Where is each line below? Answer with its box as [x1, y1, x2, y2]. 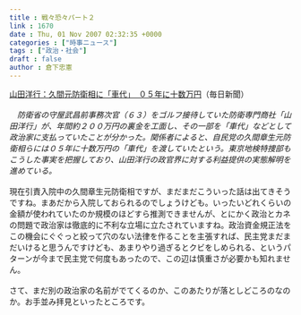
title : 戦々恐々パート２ [9, 13, 96, 22]
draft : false [9, 55, 63, 64]
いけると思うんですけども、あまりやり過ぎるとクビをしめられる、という [16, 242, 284, 252]
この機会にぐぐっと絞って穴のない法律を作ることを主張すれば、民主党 [9, 230, 269, 242]
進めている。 [9, 165, 56, 175]
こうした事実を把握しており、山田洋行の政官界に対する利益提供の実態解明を [9, 154, 291, 165]
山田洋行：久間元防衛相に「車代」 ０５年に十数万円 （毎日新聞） [9, 89, 249, 99]
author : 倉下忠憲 [9, 64, 73, 72]
